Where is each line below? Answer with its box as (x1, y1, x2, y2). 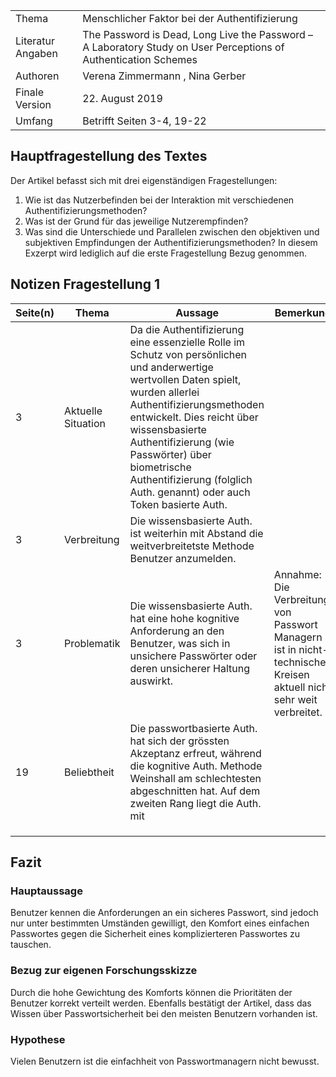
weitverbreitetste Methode (129, 539, 255, 553)
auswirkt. (129, 674, 173, 688)
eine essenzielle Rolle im (129, 335, 246, 349)
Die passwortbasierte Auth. (129, 721, 258, 735)
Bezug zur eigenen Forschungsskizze (10, 964, 198, 978)
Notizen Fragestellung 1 (10, 276, 161, 293)
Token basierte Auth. (129, 497, 228, 511)
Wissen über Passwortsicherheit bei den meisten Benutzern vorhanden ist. (10, 1007, 318, 1019)
